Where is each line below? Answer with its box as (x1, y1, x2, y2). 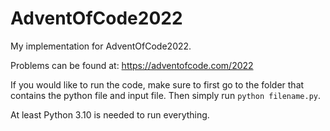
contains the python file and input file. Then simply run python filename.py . (10, 89, 322, 101)
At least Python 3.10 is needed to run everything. (10, 108, 210, 121)
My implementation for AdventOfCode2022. (10, 40, 192, 52)
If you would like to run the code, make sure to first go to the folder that (10, 78, 305, 91)
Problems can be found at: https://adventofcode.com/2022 (10, 59, 254, 71)
